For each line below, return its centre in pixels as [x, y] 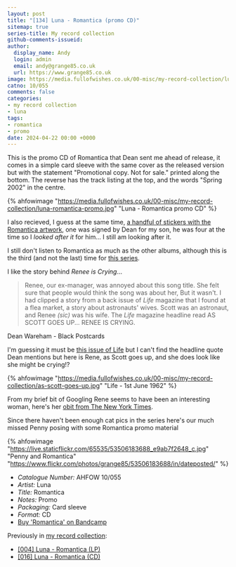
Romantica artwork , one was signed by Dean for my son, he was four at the [117, 229]
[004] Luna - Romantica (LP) [59, 549]
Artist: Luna [34, 485]
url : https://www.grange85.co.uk [63, 72]
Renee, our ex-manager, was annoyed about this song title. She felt [122, 286]
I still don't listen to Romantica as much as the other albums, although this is [117, 251]
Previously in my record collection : [57, 536]
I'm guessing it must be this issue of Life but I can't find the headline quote [115, 350]
